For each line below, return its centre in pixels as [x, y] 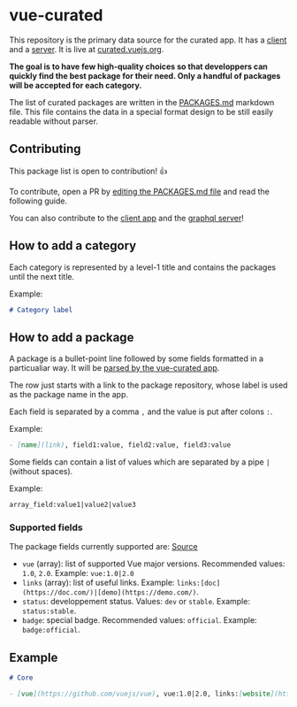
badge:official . [51, 630]
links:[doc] [198, 584]
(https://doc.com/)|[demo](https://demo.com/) [109, 593]
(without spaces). [41, 472]
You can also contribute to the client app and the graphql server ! [127, 218]
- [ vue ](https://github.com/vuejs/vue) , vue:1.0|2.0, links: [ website [140, 694]
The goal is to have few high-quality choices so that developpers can [138, 66]
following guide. [38, 201]
